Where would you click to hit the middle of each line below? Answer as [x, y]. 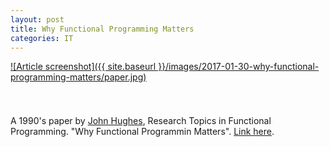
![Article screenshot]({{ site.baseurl [83, 67]
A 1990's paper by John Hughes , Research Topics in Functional [141, 121]
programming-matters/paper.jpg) [78, 77]
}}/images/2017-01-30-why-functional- [239, 67]
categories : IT [42, 38]
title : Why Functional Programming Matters [102, 29]
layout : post [37, 19]
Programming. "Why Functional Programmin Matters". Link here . [142, 132]
